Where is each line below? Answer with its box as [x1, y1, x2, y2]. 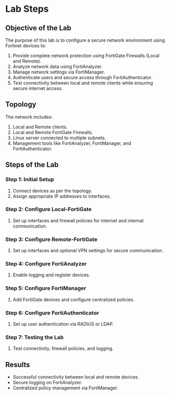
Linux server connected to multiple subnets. [12, 135, 106, 141]
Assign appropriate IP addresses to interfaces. [12, 193, 111, 199]
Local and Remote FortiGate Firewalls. [12, 129, 93, 135]
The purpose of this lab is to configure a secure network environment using [5, 37, 165, 43]
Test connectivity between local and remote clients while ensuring [12, 80, 153, 86]
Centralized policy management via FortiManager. [12, 385, 119, 391]
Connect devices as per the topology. [12, 187, 92, 194]
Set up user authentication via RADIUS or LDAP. [12, 320, 114, 327]
